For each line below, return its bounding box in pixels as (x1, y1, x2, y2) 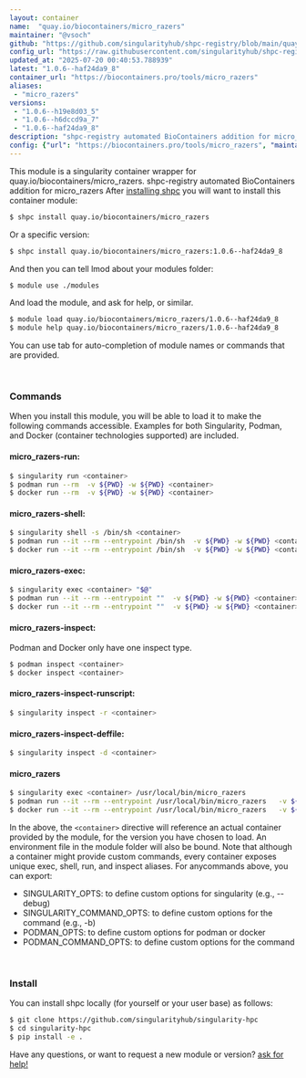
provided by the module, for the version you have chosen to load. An (9, 832, 267, 843)
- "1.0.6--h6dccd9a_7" (13, 115, 100, 124)
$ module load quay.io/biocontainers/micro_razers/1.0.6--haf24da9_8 (9, 315, 280, 324)
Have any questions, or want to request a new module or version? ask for (9, 1049, 284, 1060)
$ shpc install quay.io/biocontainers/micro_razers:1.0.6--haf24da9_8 (9, 246, 283, 256)
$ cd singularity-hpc (9, 1024, 92, 1033)
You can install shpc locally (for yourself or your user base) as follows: (9, 998, 273, 1009)
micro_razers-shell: (9, 508, 86, 518)
